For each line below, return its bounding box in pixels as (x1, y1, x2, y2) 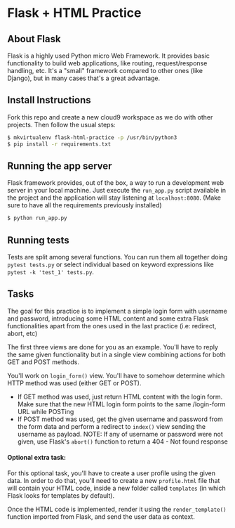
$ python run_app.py (7, 214, 68, 222)
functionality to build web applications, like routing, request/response (7, 59, 208, 67)
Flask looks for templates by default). (7, 491, 114, 500)
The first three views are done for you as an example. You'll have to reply (7, 342, 219, 351)
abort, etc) (7, 329, 38, 337)
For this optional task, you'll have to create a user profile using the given (7, 469, 216, 477)
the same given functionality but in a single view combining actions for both (7, 350, 226, 359)
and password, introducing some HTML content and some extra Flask (7, 314, 209, 323)
